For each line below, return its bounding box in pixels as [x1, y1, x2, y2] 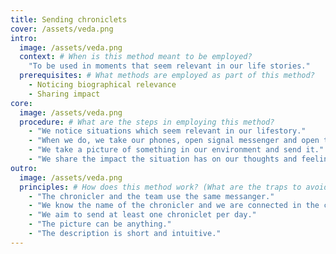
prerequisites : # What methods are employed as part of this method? [19, 71, 315, 81]
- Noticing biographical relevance [28, 80, 177, 90]
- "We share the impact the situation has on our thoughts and [28, 154, 298, 164]
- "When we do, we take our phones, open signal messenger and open [28, 136, 320, 146]
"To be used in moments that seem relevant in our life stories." [28, 61, 311, 71]
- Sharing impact [28, 89, 101, 99]
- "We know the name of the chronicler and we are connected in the [28, 201, 320, 211]
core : [10, 98, 33, 108]
